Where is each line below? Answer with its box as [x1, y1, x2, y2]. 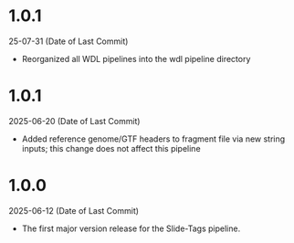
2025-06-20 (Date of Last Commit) [8, 115, 141, 126]
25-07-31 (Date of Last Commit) [8, 36, 129, 47]
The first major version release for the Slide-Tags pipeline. [21, 223, 241, 234]
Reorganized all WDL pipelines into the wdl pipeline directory [21, 53, 251, 64]
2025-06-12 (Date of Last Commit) [8, 205, 139, 216]
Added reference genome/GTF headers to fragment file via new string [21, 133, 286, 144]
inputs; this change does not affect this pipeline [21, 143, 202, 153]
